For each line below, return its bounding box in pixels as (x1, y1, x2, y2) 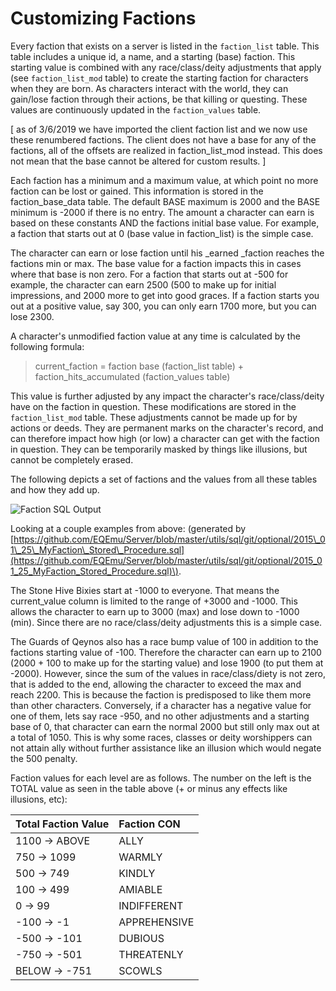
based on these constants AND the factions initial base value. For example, (10, 217, 320, 229)
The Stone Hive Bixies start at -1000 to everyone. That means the (10, 584, 280, 596)
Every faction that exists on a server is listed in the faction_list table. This (10, 40, 320, 52)
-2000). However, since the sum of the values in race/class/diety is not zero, (10, 667, 326, 679)
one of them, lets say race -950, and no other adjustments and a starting (10, 710, 310, 722)
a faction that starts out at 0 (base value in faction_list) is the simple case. (10, 227, 314, 239)
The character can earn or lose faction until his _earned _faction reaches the (10, 247, 325, 259)
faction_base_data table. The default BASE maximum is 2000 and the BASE (10, 195, 321, 207)
